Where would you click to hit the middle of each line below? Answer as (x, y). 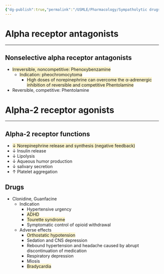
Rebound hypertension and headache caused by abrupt (83, 245)
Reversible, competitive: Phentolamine (51, 90)
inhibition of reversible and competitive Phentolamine (80, 85)
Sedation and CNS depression (57, 240)
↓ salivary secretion (32, 167)
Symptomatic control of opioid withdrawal (69, 225)
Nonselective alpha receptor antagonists (68, 57)
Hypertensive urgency (49, 209)
